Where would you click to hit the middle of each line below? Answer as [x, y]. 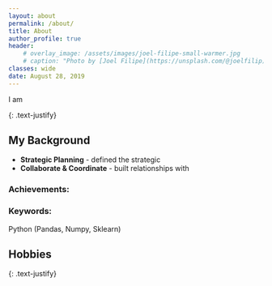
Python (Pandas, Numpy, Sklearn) [65, 228]
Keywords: [30, 211]
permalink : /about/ [41, 23]
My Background [49, 141]
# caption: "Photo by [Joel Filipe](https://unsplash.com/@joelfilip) [144, 62]
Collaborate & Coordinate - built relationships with [104, 169]
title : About [30, 31]
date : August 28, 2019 [47, 76]
